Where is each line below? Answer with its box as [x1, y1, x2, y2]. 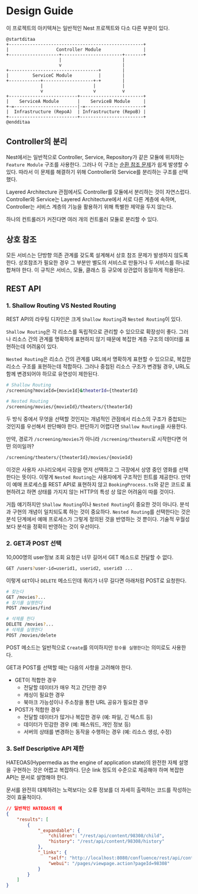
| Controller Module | [6, 46, 146, 53]
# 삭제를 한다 [6, 616, 35, 622]
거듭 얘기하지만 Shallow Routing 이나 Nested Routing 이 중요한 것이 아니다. [6, 501, 179, 508]
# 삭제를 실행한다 [6, 627, 43, 633]
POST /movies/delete [6, 632, 57, 638]
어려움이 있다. [26, 343, 58, 350]
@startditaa [6, 36, 35, 42]
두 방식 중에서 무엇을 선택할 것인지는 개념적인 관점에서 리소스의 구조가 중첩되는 [6, 415, 187, 422]
